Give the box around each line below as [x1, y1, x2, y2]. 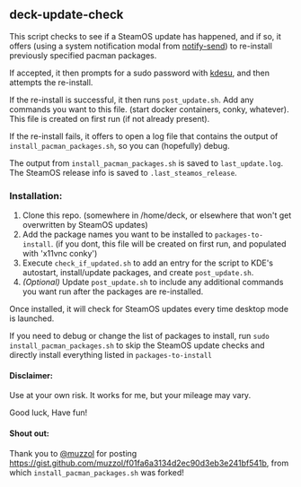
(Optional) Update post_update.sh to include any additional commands [22, 277, 284, 288]
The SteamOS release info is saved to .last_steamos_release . [9, 167, 238, 178]
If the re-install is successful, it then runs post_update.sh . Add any [9, 94, 254, 105]
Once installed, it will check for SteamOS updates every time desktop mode [9, 304, 289, 315]
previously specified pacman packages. [9, 49, 157, 61]
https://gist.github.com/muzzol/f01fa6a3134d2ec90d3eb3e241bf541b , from [9, 457, 289, 468]
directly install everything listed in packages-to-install [9, 350, 213, 361]
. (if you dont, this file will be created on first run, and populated [50, 239, 287, 249]
